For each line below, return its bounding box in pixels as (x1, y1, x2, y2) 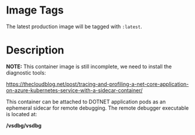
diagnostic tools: (6, 69, 46, 76)
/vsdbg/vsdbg (6, 122, 42, 129)
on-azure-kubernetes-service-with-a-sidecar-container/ (6, 86, 143, 94)
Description (6, 43, 64, 57)
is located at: (6, 110, 37, 117)
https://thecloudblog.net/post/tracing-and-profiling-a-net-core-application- (6, 80, 189, 87)
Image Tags (6, 4, 64, 17)
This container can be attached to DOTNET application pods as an (6, 98, 166, 105)
